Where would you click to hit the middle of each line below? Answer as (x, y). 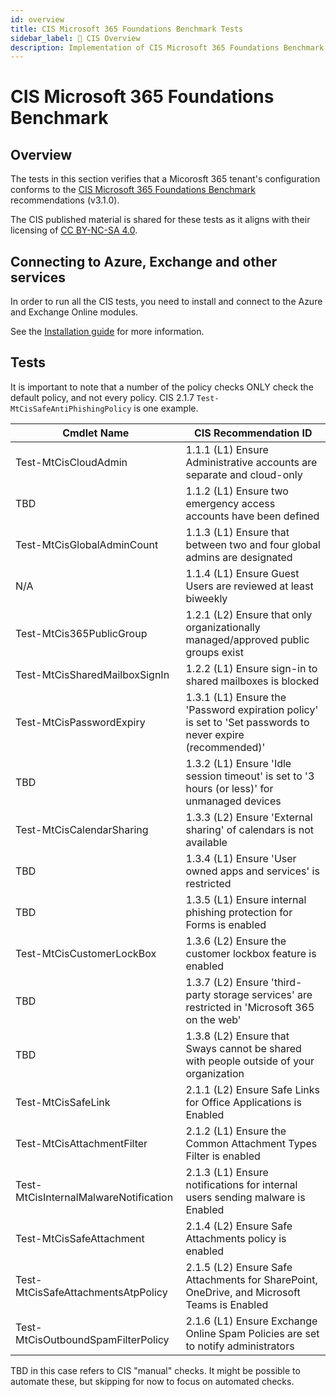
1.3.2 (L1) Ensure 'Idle (238, 763)
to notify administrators (240, 1346)
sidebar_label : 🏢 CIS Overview (75, 38)
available (206, 842)
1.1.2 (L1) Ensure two (237, 491)
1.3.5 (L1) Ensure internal (246, 899)
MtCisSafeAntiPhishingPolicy (71, 409)
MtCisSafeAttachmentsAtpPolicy (91, 1292)
